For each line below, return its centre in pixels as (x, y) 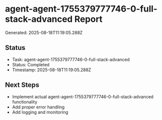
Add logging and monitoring (40, 112)
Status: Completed (31, 64)
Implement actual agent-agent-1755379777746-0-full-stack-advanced (83, 97)
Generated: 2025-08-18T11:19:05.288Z (44, 32)
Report (89, 19)
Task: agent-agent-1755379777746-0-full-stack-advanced (71, 60)
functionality (25, 102)
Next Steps (22, 85)
